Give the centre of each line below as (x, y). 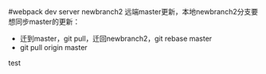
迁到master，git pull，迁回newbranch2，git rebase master (116, 39)
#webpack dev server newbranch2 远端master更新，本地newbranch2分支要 (133, 12)
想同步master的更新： (44, 21)
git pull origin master (53, 47)
